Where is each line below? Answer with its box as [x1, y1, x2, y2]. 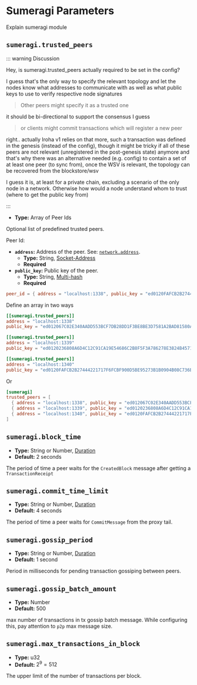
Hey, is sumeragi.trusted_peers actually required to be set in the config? [6, 66, 180, 73]
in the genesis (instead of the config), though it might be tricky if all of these [6, 142, 190, 149]
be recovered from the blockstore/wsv [6, 167, 99, 174]
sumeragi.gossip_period [6, 535, 93, 544]
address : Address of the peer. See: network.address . [14, 248, 141, 255]
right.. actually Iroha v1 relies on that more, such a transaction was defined [6, 135, 186, 143]
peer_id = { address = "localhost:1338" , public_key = [6, 290, 143, 297]
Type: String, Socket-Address [23, 254, 96, 262]
